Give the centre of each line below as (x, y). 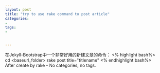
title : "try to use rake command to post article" (57, 14)
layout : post (18, 9)
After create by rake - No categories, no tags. (51, 65)
